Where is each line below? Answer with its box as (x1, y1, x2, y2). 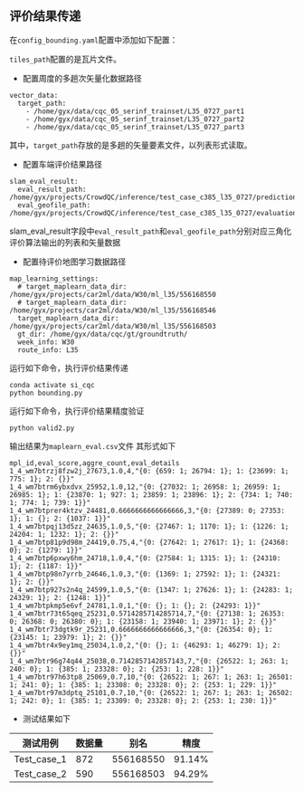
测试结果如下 (22, 713, 71, 724)
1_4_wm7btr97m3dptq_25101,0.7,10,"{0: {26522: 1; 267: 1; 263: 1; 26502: (9, 688, 294, 697)
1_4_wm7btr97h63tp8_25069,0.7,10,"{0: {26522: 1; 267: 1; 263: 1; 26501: (9, 673, 294, 682)
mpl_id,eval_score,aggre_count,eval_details (9, 458, 180, 468)
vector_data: (9, 91, 59, 100)
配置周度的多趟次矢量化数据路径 (22, 72, 142, 83)
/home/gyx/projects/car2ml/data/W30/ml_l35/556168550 (9, 290, 217, 299)
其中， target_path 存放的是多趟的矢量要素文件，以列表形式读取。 (9, 139, 252, 150)
